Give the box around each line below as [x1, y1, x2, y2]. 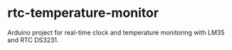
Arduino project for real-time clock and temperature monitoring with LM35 [7, 28, 226, 37]
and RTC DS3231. [7, 35, 59, 44]
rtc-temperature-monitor [7, 5, 159, 21]
